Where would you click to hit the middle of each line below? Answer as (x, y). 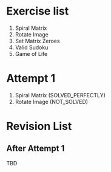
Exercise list (38, 11)
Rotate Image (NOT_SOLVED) (52, 101)
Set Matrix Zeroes (37, 41)
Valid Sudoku (32, 47)
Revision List (39, 126)
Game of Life (31, 53)
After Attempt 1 (35, 149)
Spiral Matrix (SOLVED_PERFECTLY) (60, 95)
